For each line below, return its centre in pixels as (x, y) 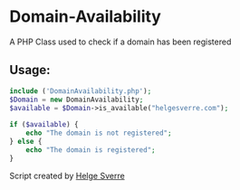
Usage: (30, 70)
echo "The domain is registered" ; (91, 150)
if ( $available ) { (44, 125)
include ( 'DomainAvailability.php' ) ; (81, 91)
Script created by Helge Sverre (67, 176)
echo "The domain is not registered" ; (99, 133)
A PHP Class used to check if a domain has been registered (120, 42)
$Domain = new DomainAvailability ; (77, 100)
